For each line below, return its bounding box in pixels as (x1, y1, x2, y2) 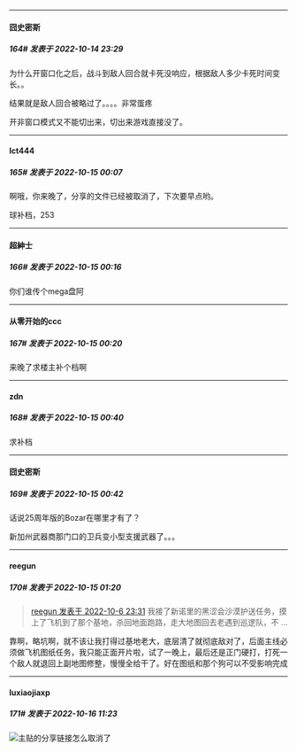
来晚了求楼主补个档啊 (9, 362, 87, 373)
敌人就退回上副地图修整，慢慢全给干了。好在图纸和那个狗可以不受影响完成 (16, 657, 288, 669)
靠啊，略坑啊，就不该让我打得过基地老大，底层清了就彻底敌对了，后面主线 (9, 635, 280, 646)
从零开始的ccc (9, 316, 62, 327)
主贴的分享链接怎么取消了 (18, 732, 111, 743)
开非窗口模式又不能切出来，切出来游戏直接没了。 (9, 116, 187, 127)
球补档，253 (9, 210, 55, 221)
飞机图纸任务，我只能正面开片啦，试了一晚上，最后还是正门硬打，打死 (24, 646, 280, 657)
